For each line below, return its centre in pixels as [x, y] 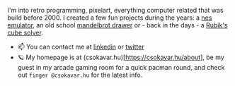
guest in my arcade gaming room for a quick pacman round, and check [121, 67]
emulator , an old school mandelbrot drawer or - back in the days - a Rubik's [117, 25]
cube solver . [25, 32]
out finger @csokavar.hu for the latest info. [80, 75]
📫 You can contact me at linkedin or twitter [81, 47]
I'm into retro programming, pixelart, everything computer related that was [116, 10]
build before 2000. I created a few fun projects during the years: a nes [110, 18]
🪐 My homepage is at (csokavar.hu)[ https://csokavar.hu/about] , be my [121, 57]
